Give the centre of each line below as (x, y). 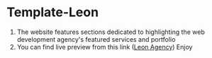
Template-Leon (53, 12)
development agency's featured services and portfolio (96, 39)
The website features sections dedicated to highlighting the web (111, 32)
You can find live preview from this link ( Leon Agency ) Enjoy (105, 47)
